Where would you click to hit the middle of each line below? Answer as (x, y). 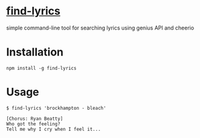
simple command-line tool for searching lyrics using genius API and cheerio (100, 28)
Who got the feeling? (33, 124)
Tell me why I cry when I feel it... (54, 129)
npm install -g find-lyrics (42, 68)
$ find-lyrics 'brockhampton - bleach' (56, 108)
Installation (35, 52)
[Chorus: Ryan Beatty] (35, 119)
